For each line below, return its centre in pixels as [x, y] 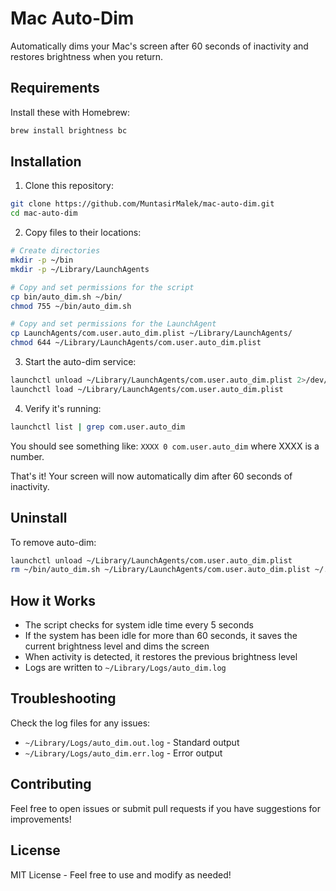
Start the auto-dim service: [80, 362]
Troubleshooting [63, 698]
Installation [46, 162]
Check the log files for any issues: [80, 723]
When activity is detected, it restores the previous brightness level [161, 657]
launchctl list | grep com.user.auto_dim [98, 427]
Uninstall [39, 518]
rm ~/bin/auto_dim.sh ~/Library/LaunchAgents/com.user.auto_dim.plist [160, 570]
